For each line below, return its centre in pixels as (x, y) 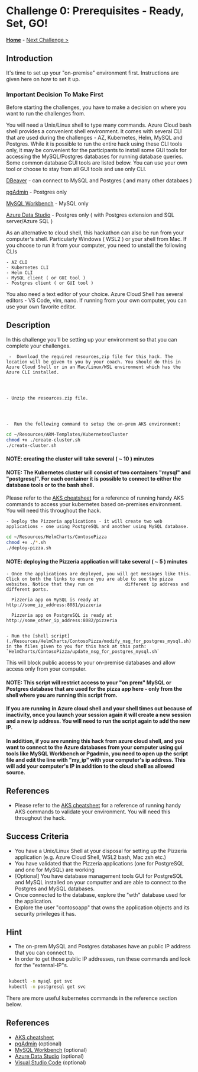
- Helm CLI (20, 273)
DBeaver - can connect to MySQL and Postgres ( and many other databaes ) (99, 181)
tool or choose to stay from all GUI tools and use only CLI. (76, 169)
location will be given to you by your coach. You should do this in (94, 362)
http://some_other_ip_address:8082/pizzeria (62, 621)
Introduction (30, 58)
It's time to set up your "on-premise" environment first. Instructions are (92, 73)
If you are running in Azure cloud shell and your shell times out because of (99, 709)
